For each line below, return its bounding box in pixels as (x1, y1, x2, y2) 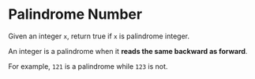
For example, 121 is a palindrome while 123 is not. (8, 61, 168, 71)
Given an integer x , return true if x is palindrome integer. (8, 31, 190, 41)
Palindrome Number (8, 5, 143, 23)
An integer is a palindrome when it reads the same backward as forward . (8, 46, 248, 56)
